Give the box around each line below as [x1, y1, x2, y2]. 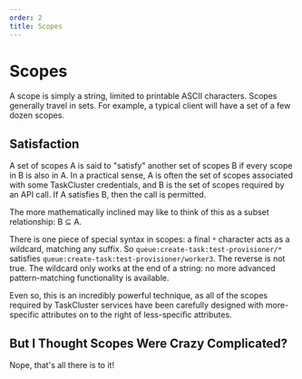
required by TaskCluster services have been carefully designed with [9, 300, 264, 311]
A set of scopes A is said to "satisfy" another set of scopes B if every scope [9, 160, 293, 171]
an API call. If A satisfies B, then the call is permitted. [9, 189, 207, 200]
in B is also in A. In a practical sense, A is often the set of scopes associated [9, 170, 293, 181]
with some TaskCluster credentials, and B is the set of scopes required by [9, 180, 285, 190]
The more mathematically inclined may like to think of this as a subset [9, 207, 269, 218]
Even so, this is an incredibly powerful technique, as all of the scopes [9, 290, 268, 301]
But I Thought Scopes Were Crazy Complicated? [9, 335, 288, 351]
